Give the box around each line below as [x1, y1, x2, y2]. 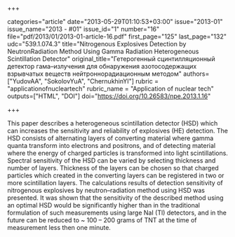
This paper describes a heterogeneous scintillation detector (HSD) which [7, 119, 218, 127]
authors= [183, 69, 210, 78]
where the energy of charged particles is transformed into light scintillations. [7, 149, 228, 157]
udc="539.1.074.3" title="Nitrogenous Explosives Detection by [7, 40, 187, 48]
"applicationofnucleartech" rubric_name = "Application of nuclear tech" [7, 85, 214, 93]
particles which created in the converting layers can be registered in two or [7, 171, 224, 180]
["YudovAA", [7, 77, 43, 85]
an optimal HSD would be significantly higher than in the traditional [7, 201, 201, 209]
